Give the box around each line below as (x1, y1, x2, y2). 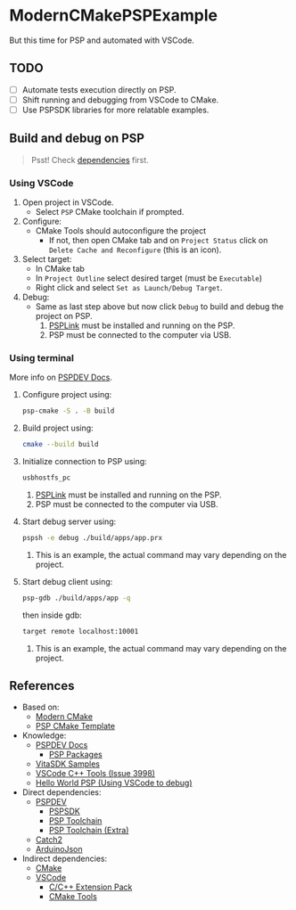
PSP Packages (48, 750, 103, 760)
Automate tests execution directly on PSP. (21, 84, 177, 94)
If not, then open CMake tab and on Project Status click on (48, 235, 268, 246)
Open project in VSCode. (21, 197, 114, 208)
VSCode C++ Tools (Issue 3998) (35, 768, 156, 779)
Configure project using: (21, 389, 112, 400)
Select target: (21, 254, 72, 265)
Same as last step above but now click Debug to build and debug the (35, 301, 284, 312)
